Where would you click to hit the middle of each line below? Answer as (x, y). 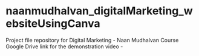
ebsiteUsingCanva (53, 24)
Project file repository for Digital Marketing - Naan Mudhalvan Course (92, 40)
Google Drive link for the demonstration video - (64, 46)
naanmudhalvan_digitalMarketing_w (99, 11)
